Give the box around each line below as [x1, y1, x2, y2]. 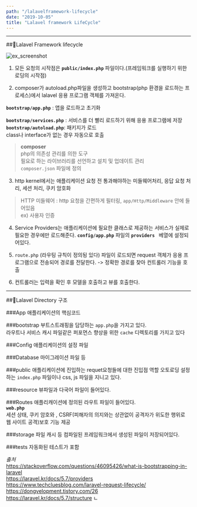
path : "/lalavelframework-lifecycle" [6, 8, 98, 15]
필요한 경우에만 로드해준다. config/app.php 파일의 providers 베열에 [14, 231, 174, 239]
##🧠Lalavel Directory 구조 [6, 297, 68, 304]
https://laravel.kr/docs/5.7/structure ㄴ [6, 495, 98, 502]
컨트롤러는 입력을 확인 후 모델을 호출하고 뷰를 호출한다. [14, 278, 140, 286]
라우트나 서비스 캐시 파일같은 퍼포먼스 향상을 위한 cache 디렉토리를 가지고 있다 [6, 329, 185, 336]
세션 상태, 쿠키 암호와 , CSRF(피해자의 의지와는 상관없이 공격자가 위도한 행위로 [6, 411, 186, 418]
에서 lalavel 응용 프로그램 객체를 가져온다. [30, 92, 126, 99]
